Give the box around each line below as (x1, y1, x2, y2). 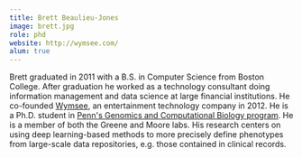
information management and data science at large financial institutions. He (9, 91, 290, 102)
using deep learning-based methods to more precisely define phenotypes (9, 129, 284, 140)
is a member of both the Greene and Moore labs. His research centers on (9, 119, 281, 131)
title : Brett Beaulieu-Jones (9, 13, 119, 23)
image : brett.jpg (9, 22, 75, 31)
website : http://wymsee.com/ (9, 38, 119, 48)
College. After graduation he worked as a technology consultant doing (9, 81, 270, 92)
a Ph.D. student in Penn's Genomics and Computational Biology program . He (9, 110, 294, 121)
